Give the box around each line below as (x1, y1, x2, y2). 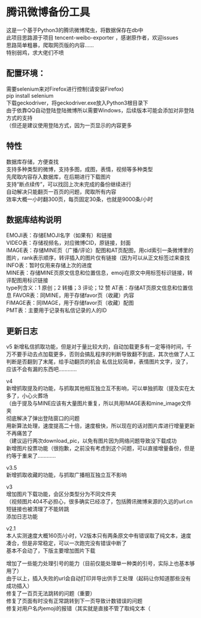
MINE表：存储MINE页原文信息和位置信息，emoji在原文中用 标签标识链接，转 (6, 269, 193, 277)
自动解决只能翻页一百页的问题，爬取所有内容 (6, 188, 117, 195)
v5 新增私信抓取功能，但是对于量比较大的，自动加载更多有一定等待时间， (6, 343, 187, 350)
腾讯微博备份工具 (6, 5, 91, 19)
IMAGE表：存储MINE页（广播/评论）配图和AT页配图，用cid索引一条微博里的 (6, 247, 194, 254)
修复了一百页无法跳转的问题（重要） (6, 590, 96, 597)
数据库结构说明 (6, 214, 62, 225)
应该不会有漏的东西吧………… (6, 365, 77, 373)
